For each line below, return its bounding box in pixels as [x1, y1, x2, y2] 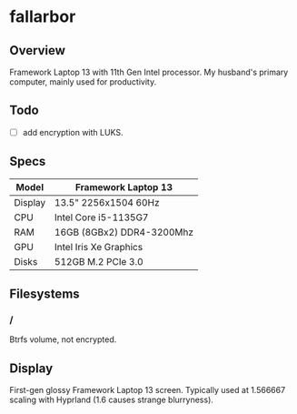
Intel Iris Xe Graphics [54, 240, 144, 253]
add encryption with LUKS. [22, 126, 124, 137]
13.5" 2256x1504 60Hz [54, 196, 160, 208]
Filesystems [9, 287, 80, 302]
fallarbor [9, 6, 76, 27]
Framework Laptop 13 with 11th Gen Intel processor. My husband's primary [9, 66, 289, 77]
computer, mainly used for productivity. [9, 76, 157, 87]
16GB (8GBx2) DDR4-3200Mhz [54, 226, 193, 238]
